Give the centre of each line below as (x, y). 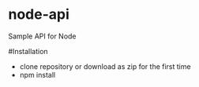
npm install (38, 74)
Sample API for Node (42, 36)
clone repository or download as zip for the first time (105, 66)
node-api (39, 14)
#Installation (28, 51)
